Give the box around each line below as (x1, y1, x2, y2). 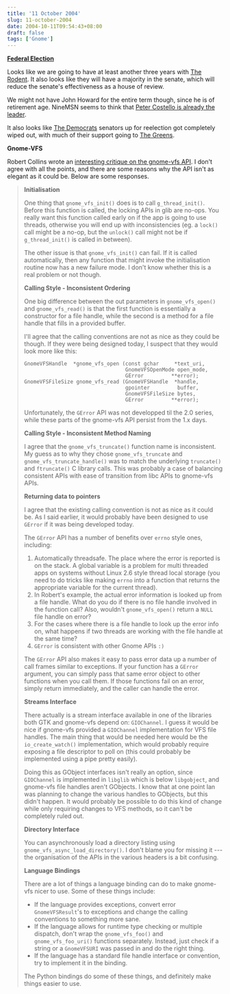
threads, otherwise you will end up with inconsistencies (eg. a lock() (23, 221, 218, 229)
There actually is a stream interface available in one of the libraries (23, 711, 212, 719)
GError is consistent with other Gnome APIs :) (34, 642, 165, 650)
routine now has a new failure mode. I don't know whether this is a (23, 263, 212, 272)
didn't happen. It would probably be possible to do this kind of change (23, 797, 222, 806)
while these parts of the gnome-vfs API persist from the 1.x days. (23, 416, 207, 424)
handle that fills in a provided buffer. (23, 319, 126, 327)
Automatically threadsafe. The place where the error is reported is (34, 554, 220, 562)
